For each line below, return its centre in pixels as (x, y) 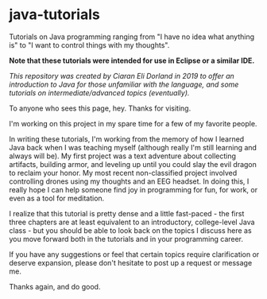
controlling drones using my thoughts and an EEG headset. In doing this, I (129, 181)
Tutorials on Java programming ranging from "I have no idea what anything (132, 37)
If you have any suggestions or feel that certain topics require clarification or (134, 254)
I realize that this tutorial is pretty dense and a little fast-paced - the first (127, 213)
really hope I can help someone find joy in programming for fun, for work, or (133, 189)
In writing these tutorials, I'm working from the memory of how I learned (127, 139)
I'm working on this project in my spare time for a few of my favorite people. (133, 123)
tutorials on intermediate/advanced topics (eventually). (99, 92)
